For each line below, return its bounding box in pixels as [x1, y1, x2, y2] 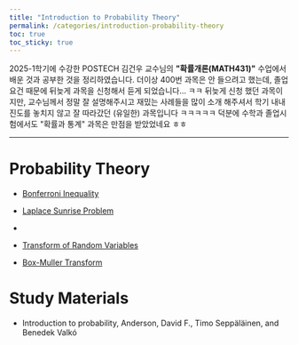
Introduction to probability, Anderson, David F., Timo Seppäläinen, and [21, 317, 279, 329]
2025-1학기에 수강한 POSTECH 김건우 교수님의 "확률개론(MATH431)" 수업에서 [9, 63, 286, 74]
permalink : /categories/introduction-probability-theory [9, 21, 224, 30]
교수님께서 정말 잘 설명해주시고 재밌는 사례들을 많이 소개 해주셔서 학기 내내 [27, 97, 286, 108]
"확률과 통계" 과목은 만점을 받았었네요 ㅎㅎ [39, 119, 188, 130]
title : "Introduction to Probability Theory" [9, 12, 180, 22]
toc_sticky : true [9, 37, 74, 47]
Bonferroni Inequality [21, 189, 99, 199]
